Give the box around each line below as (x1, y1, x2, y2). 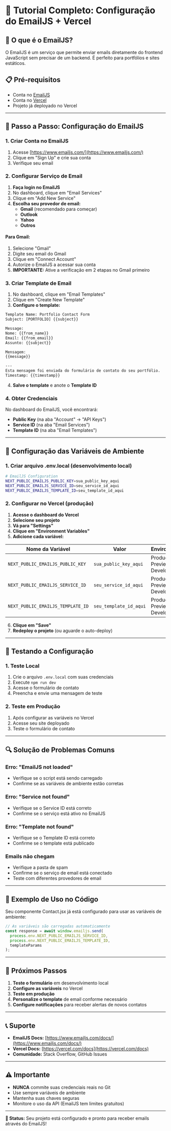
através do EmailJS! (5, 1120, 47, 1126)
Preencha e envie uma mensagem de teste (12, 690, 103, 696)
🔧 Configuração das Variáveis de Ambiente (5, 447, 145, 455)
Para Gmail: (5, 234, 31, 240)
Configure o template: (12, 302, 61, 308)
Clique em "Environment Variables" (12, 528, 90, 534)
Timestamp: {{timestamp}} (5, 373, 60, 378)
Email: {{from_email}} (5, 335, 53, 341)
